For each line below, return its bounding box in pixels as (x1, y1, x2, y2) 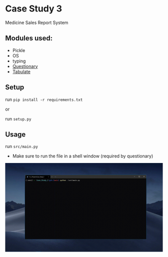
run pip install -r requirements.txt (5, 96, 83, 102)
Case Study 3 (5, 3, 62, 14)
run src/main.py (5, 143, 38, 149)
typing (12, 58, 26, 64)
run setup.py (5, 115, 31, 121)
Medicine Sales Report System (5, 19, 68, 25)
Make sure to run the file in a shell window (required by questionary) (12, 153, 153, 159)
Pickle (12, 47, 25, 53)
